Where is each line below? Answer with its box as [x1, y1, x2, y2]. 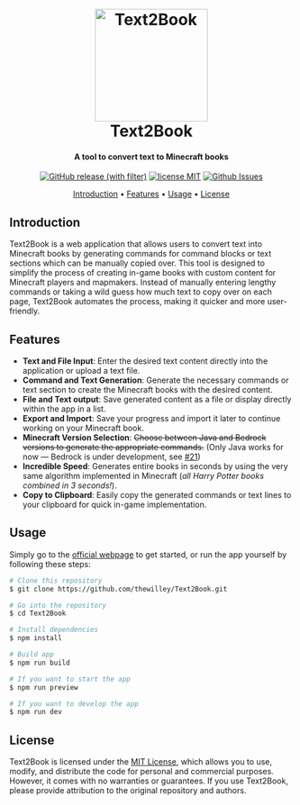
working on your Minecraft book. [22, 422, 144, 434]
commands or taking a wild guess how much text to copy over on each [9, 286, 272, 297]
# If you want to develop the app [9, 699, 140, 709]
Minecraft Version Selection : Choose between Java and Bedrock [22, 432, 267, 443]
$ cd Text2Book [9, 609, 67, 619]
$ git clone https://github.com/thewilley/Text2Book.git [9, 584, 228, 593]
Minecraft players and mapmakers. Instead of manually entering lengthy [9, 277, 277, 288]
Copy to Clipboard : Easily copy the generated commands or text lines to [22, 490, 292, 501]
